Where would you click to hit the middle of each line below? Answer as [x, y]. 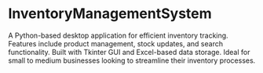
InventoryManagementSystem [110, 14]
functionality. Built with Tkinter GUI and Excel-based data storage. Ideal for [129, 52]
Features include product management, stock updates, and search [116, 43]
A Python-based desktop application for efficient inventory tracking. [119, 35]
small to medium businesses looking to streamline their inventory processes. [132, 60]
